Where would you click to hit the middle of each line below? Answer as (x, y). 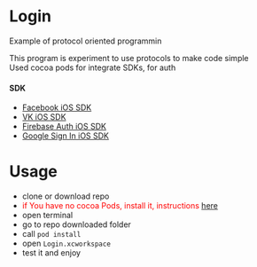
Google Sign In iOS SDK (65, 136)
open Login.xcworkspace (66, 243)
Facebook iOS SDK (57, 107)
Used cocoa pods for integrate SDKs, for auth (93, 67)
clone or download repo (66, 196)
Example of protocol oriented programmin (86, 41)
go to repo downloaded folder (76, 224)
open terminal (47, 216)
